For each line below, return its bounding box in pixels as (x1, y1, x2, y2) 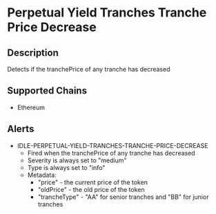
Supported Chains (7, 85, 88, 97)
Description (7, 47, 59, 58)
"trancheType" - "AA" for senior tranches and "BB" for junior (37, 193, 209, 201)
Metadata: (27, 171, 57, 179)
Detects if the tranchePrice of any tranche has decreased (7, 65, 170, 73)
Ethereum (17, 103, 45, 111)
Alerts (7, 123, 35, 135)
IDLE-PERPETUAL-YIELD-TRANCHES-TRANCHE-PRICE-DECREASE (17, 141, 208, 149)
